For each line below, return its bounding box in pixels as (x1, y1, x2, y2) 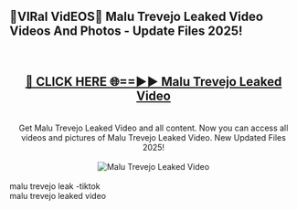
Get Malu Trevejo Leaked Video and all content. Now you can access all (18, 122, 289, 133)
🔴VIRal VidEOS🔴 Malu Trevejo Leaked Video (9, 9, 263, 25)
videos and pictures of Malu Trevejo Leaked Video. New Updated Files (21, 131, 286, 142)
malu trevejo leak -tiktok (9, 180, 101, 192)
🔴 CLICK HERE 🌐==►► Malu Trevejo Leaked (25, 74, 282, 89)
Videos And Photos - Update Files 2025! (9, 24, 243, 39)
